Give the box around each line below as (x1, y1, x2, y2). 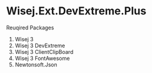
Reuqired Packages (6, 24, 54, 31)
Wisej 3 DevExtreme (14, 42, 65, 49)
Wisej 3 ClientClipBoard (14, 48, 74, 55)
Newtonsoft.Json (14, 61, 57, 68)
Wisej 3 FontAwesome (14, 54, 70, 62)
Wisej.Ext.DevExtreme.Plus (6, 4, 147, 18)
